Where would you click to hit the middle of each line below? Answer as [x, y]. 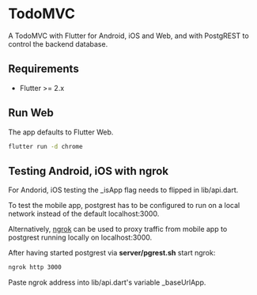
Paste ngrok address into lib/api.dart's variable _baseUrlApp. [107, 282]
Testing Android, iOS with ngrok [88, 171]
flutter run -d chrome [45, 146]
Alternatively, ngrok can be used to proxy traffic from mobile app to [118, 229]
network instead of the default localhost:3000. [84, 214]
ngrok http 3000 [35, 267]
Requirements [43, 69]
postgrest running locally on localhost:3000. [80, 237]
